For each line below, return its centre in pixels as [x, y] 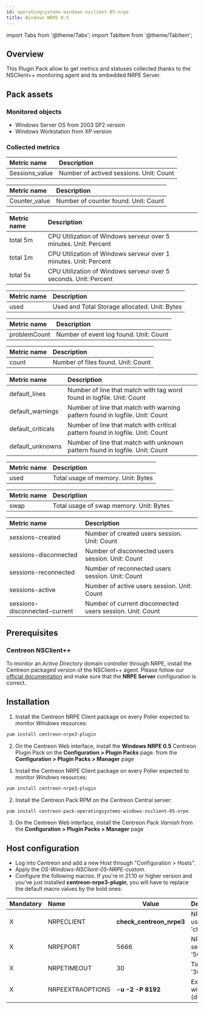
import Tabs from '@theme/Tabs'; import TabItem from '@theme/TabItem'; [100, 35]
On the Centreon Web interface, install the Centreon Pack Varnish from [104, 823]
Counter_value [30, 201]
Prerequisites [32, 633]
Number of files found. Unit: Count [101, 362]
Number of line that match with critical [122, 425]
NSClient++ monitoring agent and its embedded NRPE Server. [83, 75]
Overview [25, 54]
